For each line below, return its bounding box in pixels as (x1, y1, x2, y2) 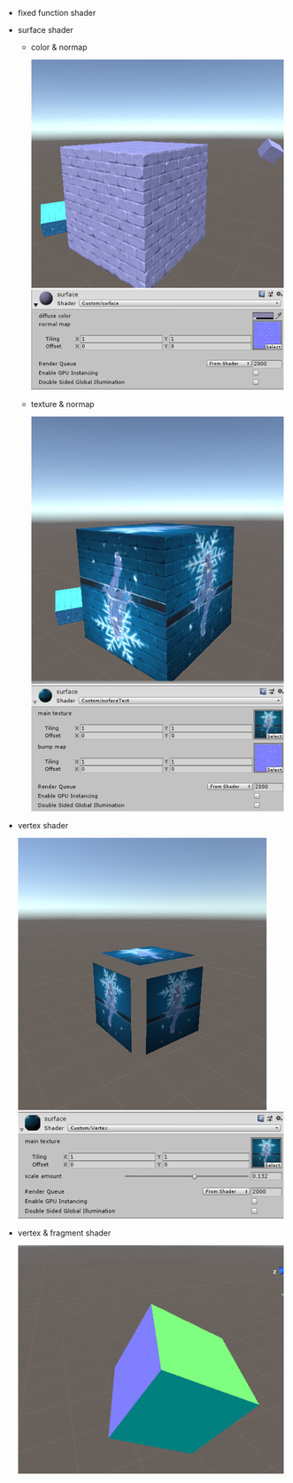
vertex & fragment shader (17, 1228, 112, 1238)
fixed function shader (17, 8, 96, 18)
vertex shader (17, 820, 69, 830)
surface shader (17, 25, 73, 35)
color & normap (30, 42, 88, 52)
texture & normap (30, 399, 95, 410)
